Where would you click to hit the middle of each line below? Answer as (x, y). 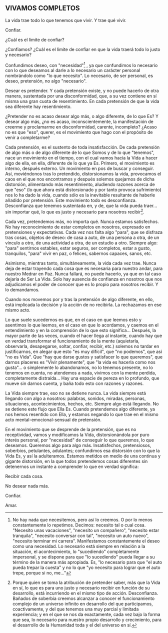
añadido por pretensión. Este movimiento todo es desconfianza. (71, 200)
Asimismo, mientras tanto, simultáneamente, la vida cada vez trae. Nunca (81, 263)
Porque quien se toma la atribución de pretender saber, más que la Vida (86, 582)
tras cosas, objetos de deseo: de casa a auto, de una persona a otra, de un (82, 237)
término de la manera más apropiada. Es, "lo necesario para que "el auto (87, 562)
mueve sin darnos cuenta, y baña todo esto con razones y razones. (74, 383)
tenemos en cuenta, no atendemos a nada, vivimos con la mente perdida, (81, 373)
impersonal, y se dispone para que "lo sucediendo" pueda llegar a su (83, 557)
